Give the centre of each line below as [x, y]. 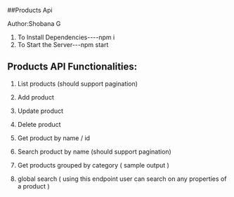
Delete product [39, 124]
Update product [40, 111]
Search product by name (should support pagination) [95, 151]
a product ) [34, 186]
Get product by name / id [53, 138]
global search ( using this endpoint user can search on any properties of [122, 179]
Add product [35, 97]
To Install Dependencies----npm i [66, 37]
